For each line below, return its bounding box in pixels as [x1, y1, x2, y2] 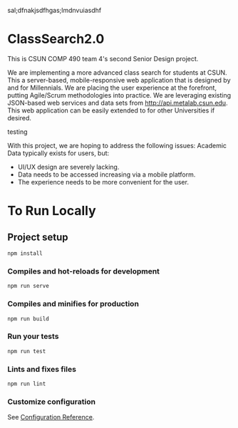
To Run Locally [7, 203, 96, 219]
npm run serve [7, 283, 50, 290]
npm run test [7, 348, 46, 355]
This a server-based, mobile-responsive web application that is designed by [7, 75, 231, 84]
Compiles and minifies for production [7, 299, 139, 309]
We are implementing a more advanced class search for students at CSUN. [7, 68, 227, 77]
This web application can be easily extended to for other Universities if [7, 106, 215, 115]
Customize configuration [7, 397, 96, 407]
